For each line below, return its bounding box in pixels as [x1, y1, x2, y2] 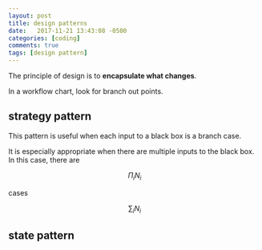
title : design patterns [8, 19, 88, 27]
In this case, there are [8, 155, 80, 164]
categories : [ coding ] [8, 34, 81, 42]
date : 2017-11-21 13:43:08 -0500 [8, 26, 127, 34]
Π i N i [127, 170, 142, 182]
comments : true [8, 42, 59, 50]
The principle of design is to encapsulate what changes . [8, 71, 197, 80]
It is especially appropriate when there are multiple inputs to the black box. [8, 146, 255, 156]
